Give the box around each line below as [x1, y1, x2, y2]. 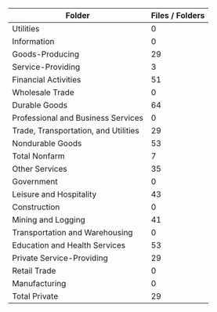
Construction [12, 201, 60, 212]
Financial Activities [12, 74, 81, 85]
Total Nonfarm [12, 151, 65, 161]
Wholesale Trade [12, 87, 74, 97]
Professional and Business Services [12, 113, 143, 123]
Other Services [12, 164, 68, 174]
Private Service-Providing [12, 252, 108, 263]
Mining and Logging [12, 215, 86, 225]
